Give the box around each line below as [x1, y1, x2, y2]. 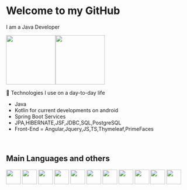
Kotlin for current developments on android [14, 106, 119, 113]
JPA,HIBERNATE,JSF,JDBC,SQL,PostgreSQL [14, 119, 122, 126]
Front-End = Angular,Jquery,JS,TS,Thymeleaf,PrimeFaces [14, 125, 154, 132]
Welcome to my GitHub [6, 4, 120, 18]
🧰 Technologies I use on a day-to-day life [6, 89, 105, 96]
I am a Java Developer [6, 23, 60, 30]
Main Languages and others [6, 154, 110, 164]
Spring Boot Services [14, 113, 66, 120]
